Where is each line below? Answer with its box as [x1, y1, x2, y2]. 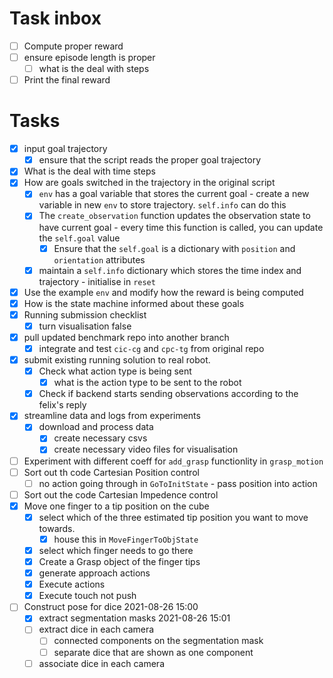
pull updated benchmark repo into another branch [23, 331, 230, 343]
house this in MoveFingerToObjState [53, 533, 199, 545]
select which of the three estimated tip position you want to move [38, 511, 309, 523]
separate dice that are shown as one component [53, 646, 254, 658]
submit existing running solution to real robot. [23, 354, 211, 366]
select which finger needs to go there [38, 544, 194, 556]
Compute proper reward [23, 40, 124, 52]
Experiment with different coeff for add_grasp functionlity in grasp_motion [23, 455, 324, 467]
